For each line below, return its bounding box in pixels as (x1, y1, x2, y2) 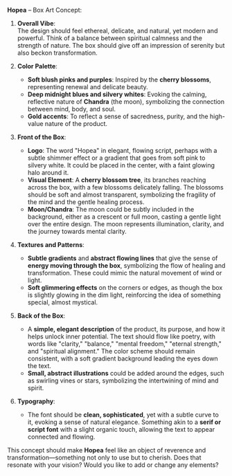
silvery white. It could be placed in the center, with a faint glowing (27, 161, 215, 169)
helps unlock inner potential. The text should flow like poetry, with (27, 332, 216, 340)
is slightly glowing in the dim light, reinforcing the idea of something (27, 291, 221, 299)
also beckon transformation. (17, 48, 98, 57)
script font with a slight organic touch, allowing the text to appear (27, 425, 215, 433)
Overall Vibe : (17, 19, 56, 27)
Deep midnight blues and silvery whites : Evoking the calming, (27, 90, 207, 98)
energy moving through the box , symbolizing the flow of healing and (27, 262, 226, 269)
